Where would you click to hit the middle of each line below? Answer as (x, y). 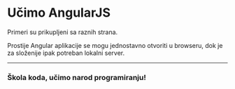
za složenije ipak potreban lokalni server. (66, 53)
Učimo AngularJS (59, 13)
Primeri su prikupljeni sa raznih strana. (63, 32)
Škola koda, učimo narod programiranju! (77, 77)
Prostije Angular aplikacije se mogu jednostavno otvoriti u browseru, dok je (115, 45)
